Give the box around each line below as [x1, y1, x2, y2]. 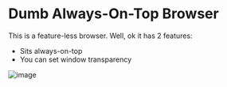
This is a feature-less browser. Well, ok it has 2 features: [8, 31, 193, 40]
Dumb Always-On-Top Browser [8, 5, 219, 23]
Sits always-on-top [19, 46, 83, 55]
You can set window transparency [19, 55, 132, 64]
